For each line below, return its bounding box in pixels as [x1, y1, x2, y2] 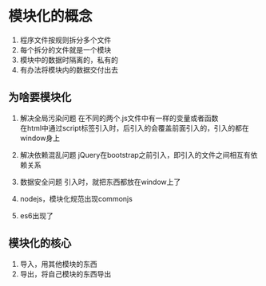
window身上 [19, 133, 61, 143]
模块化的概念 [8, 7, 93, 25]
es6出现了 [19, 210, 54, 220]
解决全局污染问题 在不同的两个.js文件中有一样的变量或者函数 [19, 113, 219, 123]
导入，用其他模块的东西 [19, 259, 97, 268]
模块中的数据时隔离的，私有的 [19, 55, 118, 65]
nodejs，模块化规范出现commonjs [19, 194, 133, 203]
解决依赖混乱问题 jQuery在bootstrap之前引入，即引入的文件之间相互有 [19, 150, 252, 159]
